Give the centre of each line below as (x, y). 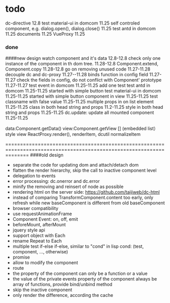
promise (21, 257)
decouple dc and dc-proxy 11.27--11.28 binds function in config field (77, 75)
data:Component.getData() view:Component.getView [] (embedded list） (82, 129)
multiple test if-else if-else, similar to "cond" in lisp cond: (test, (78, 246)
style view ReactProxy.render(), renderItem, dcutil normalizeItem (73, 134)
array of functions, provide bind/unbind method (63, 285)
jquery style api (29, 230)
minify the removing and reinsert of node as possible (68, 187)
